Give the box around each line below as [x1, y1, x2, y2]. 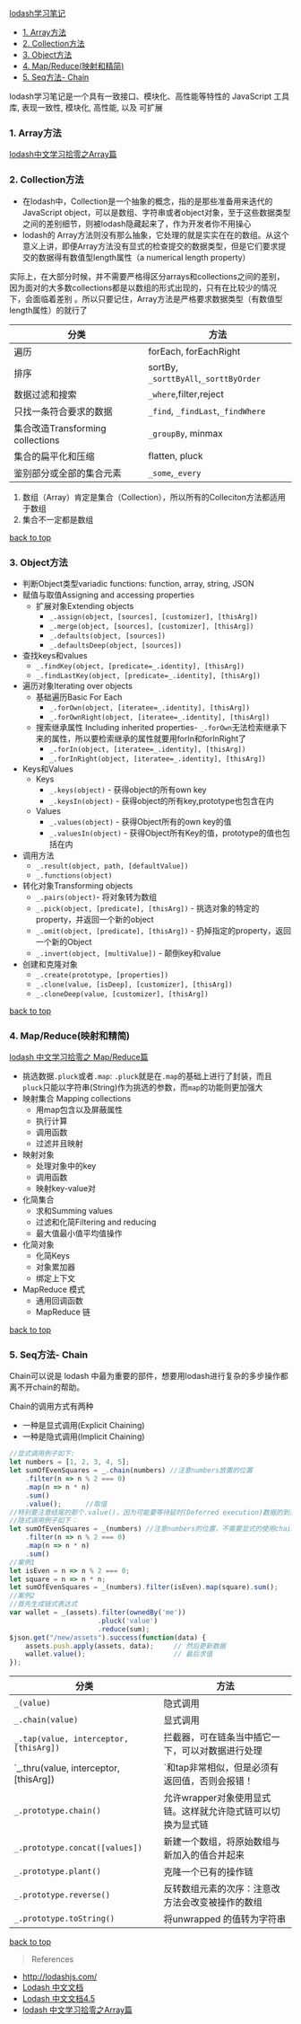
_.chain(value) [13, 1715, 79, 1725]
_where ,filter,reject [147, 387, 224, 400]
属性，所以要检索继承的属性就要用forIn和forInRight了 [51, 733, 246, 744]
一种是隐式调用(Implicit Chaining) [21, 1431, 145, 1442]
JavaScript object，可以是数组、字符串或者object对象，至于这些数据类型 [21, 207, 291, 217]
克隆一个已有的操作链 [163, 1866, 254, 1878]
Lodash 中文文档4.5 [21, 1993, 96, 2004]
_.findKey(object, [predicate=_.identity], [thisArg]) [35, 661, 245, 671]
